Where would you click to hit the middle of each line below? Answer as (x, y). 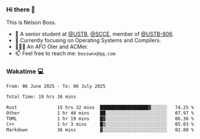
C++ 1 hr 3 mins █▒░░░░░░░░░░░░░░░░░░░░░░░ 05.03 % (100, 124)
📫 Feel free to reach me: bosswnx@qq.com (65, 54)
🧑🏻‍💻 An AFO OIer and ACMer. (51, 47)
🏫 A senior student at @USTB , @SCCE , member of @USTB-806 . (94, 34)
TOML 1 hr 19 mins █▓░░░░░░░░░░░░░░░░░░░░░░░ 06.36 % (100, 119)
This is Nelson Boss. (31, 23)
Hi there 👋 (21, 10)
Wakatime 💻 (25, 72)
